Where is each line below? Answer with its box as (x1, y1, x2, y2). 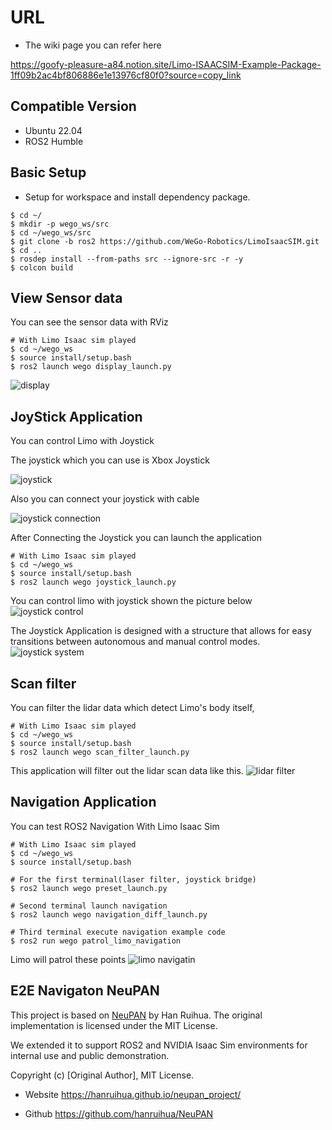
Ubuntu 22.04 (24, 124, 83, 136)
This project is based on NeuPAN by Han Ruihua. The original (10, 1009, 263, 1021)
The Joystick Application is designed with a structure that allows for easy (10, 625, 312, 637)
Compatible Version (10, 98, 137, 115)
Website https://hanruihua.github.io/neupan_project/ (24, 1088, 242, 1100)
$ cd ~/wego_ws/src (10, 227, 92, 238)
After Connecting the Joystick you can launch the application (10, 532, 262, 544)
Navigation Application (10, 794, 157, 811)
